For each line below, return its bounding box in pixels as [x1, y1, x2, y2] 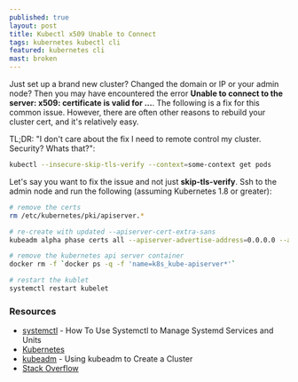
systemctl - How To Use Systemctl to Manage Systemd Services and [21, 325, 274, 336]
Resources [9, 305, 57, 317]
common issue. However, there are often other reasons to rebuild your [9, 107, 266, 117]
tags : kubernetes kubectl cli [9, 37, 122, 47]
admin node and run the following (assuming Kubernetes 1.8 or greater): [9, 186, 272, 196]
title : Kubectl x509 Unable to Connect [9, 29, 157, 38]
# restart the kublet [9, 276, 90, 285]
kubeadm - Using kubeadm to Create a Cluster [21, 354, 193, 364]
